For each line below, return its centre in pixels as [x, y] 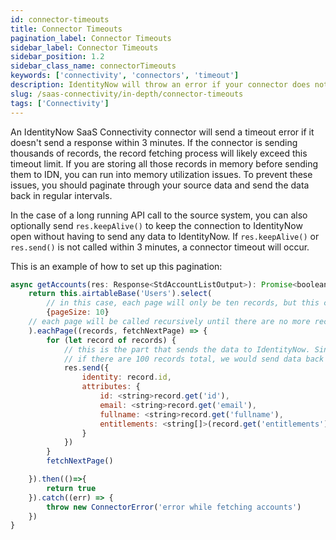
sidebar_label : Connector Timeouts [84, 47]
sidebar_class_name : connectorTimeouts [93, 66]
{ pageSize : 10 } [78, 312]
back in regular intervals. [61, 195]
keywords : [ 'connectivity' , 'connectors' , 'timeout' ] [125, 76]
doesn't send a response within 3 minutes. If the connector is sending [154, 142]
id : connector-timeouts [60, 19]
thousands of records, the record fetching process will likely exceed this [159, 153]
